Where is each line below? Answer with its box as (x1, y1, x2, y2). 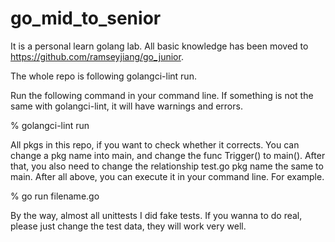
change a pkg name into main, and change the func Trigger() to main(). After (10, 149, 326, 161)
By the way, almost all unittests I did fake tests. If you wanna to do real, (10, 209, 303, 221)
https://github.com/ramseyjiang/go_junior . (10, 50, 184, 62)
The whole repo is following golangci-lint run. (10, 70, 197, 82)
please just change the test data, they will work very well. (10, 220, 247, 232)
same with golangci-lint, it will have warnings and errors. (10, 100, 243, 112)
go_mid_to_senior (10, 7, 162, 30)
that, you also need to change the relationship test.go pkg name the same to (10, 160, 324, 172)
